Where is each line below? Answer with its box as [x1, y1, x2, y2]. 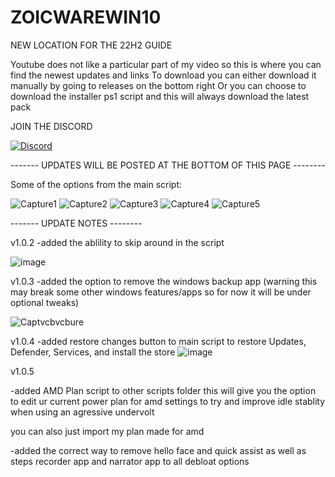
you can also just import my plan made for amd [10, 425, 205, 437]
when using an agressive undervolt [10, 406, 155, 418]
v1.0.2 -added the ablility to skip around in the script [10, 236, 225, 248]
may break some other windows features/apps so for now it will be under [10, 286, 312, 298]
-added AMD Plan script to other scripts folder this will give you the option [10, 384, 317, 396]
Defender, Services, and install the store [10, 346, 176, 358]
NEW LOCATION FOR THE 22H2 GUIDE [10, 39, 173, 51]
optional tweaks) [10, 296, 80, 308]
